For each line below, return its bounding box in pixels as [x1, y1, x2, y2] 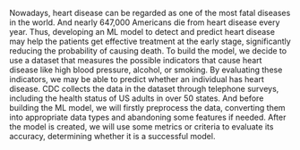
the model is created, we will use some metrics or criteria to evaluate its [9, 121, 274, 132]
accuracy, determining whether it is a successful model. [9, 131, 216, 141]
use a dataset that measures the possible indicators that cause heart [9, 55, 262, 65]
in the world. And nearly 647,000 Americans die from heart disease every [9, 17, 280, 28]
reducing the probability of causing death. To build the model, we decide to [9, 46, 287, 56]
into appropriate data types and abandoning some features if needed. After [9, 112, 287, 122]
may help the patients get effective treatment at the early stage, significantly [9, 36, 291, 46]
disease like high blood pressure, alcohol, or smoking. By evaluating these [9, 64, 283, 75]
